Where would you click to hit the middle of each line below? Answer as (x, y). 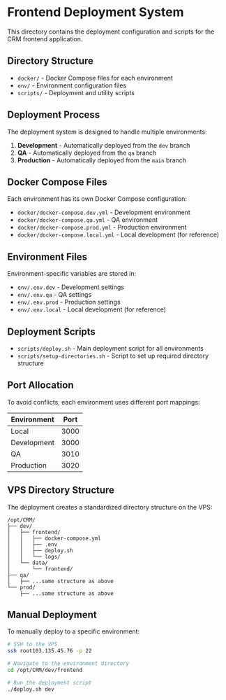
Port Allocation (40, 385)
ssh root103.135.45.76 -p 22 (50, 651)
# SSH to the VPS (32, 645)
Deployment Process (54, 115)
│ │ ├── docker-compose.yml (54, 538)
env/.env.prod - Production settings (69, 302)
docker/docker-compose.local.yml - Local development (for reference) (118, 234)
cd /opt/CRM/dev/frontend (45, 670)
